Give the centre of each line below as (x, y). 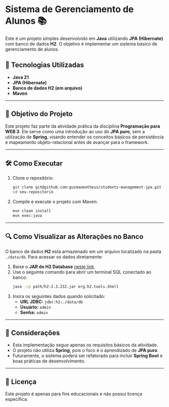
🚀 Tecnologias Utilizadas (45, 65)
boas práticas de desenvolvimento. (49, 361)
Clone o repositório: (33, 178)
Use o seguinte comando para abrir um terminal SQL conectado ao (82, 272)
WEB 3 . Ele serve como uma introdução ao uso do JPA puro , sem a (75, 131)
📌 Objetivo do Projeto (39, 114)
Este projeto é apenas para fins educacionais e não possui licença (74, 394)
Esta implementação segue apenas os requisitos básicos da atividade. (85, 345)
